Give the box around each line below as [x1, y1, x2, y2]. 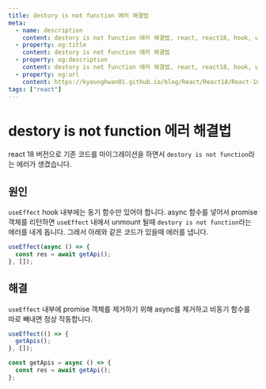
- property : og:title [15, 41, 87, 49]
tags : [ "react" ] [8, 85, 62, 93]
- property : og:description [15, 56, 108, 64]
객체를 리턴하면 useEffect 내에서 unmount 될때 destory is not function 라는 [8, 217, 252, 227]
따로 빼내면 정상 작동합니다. [8, 314, 93, 323]
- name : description [15, 26, 83, 34]
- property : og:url [15, 71, 80, 78]
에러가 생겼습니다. [16, 159, 72, 169]
